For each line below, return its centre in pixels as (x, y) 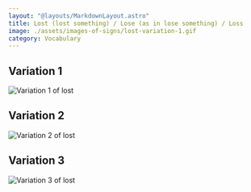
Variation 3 (37, 161)
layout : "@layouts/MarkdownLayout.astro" (79, 16)
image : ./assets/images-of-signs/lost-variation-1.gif (102, 31)
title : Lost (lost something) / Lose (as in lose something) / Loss (126, 23)
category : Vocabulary (45, 38)
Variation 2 (36, 116)
